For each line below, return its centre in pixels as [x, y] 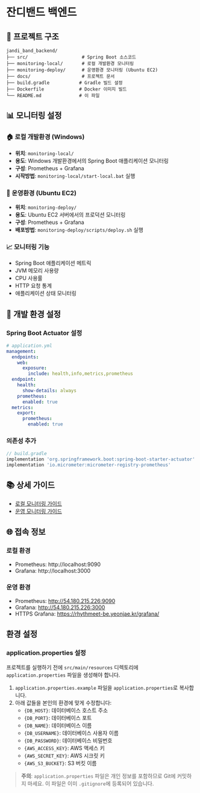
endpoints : [25, 357]
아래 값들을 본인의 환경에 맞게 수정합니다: [63, 702]
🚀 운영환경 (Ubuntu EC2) [42, 193]
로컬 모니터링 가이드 [38, 503]
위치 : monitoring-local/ [44, 153]
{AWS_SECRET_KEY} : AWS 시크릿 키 [64, 756]
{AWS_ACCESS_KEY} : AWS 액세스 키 [64, 748]
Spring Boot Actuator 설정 [44, 333]
